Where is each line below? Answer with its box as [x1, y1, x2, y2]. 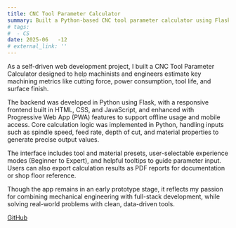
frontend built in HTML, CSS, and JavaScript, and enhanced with [7, 106, 195, 114]
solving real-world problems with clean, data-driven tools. [7, 200, 176, 208]
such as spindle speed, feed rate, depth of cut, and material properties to [7, 128, 219, 136]
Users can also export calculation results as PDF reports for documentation [7, 164, 225, 172]
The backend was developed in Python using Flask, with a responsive [7, 98, 209, 106]
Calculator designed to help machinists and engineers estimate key [7, 69, 202, 78]
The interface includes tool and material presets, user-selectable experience [7, 149, 228, 157]
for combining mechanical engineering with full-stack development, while [7, 192, 220, 201]
